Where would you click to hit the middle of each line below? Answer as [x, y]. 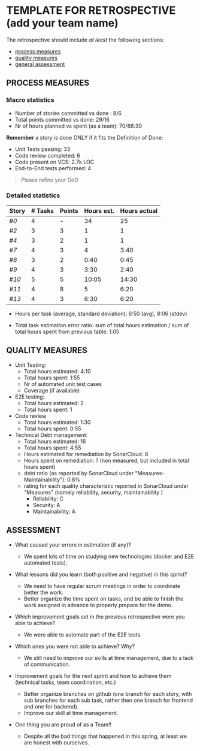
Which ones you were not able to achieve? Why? [75, 646]
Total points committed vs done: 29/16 [62, 119]
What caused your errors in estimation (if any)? [73, 545]
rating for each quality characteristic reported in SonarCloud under [106, 485]
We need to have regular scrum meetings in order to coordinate [102, 586]
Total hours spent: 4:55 [52, 448]
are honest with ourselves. [57, 742]
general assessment [40, 64]
